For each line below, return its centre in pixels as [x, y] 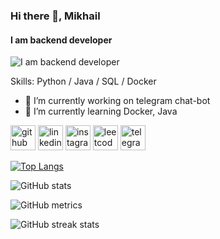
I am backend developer [61, 40]
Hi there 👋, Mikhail [55, 16]
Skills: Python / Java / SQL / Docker [83, 81]
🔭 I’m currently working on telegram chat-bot [117, 101]
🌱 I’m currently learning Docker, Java [101, 111]
